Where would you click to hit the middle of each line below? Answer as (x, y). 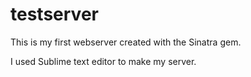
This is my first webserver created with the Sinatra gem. (126, 42)
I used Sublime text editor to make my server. (103, 61)
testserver (54, 14)
